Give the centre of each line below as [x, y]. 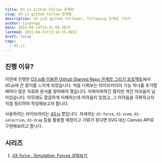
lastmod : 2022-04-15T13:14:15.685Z [41, 32]
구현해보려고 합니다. [24, 126]
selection [15, 120]
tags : [10, 41]
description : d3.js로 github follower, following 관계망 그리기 [68, 18]
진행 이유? [19, 67]
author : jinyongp [23, 23]
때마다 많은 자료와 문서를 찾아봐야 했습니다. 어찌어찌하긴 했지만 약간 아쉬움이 [78, 91]
